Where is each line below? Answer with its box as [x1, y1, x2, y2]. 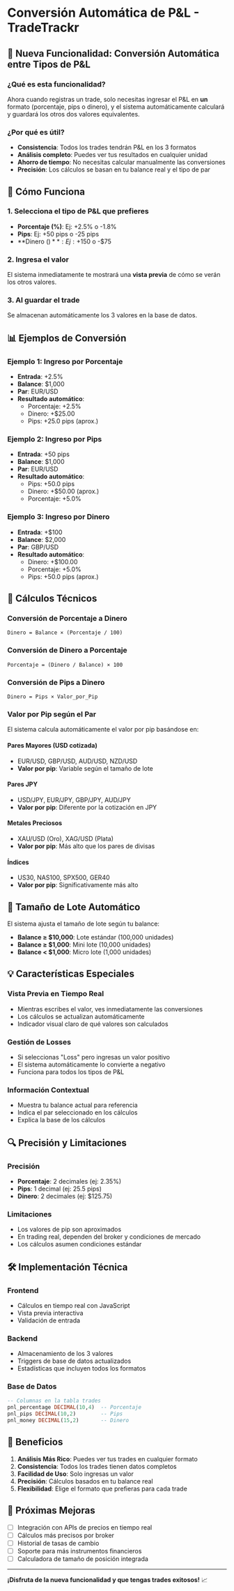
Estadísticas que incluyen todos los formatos [17, 1364, 146, 1373]
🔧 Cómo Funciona [7, 186, 86, 197]
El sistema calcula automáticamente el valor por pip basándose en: [7, 725, 199, 734]
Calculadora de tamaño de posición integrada [17, 1554, 148, 1563]
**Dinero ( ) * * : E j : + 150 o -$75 [17, 237, 111, 246]
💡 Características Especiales [7, 968, 134, 980]
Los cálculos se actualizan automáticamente [17, 1012, 145, 1020]
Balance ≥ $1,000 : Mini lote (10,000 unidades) [17, 940, 151, 949]
